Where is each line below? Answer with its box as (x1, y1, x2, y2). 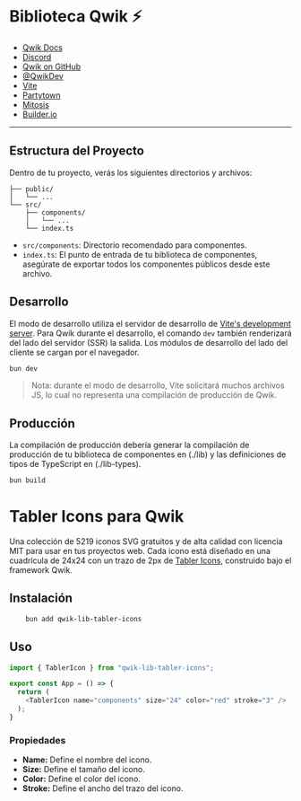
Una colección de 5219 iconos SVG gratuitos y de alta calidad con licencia (9, 536, 283, 547)
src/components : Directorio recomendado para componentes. (21, 239, 248, 251)
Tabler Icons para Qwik (9, 506, 185, 527)
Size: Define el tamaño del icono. (21, 764, 145, 775)
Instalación (9, 591, 73, 606)
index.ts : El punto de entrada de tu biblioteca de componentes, (21, 249, 258, 260)
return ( (17, 688, 50, 697)
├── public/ (9, 184, 54, 193)
